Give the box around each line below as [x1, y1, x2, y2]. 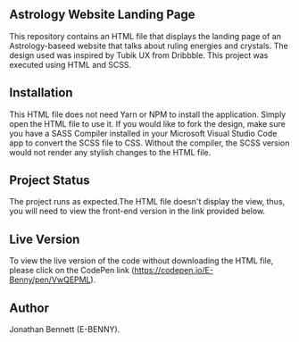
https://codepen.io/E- [133, 265, 214, 276]
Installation [9, 85, 73, 101]
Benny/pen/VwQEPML [9, 274, 91, 285]
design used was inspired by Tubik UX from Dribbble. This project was [9, 49, 269, 61]
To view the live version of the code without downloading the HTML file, [9, 255, 274, 266]
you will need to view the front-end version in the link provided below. [9, 205, 266, 217]
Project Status [9, 173, 91, 188]
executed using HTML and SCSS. [9, 59, 132, 70]
